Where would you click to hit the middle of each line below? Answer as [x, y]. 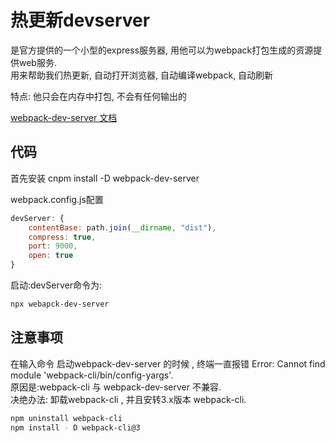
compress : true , [62, 237]
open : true [51, 256]
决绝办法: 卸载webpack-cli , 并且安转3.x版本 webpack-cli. [128, 399]
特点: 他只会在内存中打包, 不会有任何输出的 [98, 96]
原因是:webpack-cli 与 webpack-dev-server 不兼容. [116, 387]
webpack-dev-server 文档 [64, 117]
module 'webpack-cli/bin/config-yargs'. [92, 375]
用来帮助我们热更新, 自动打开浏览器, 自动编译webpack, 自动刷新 [142, 75]
